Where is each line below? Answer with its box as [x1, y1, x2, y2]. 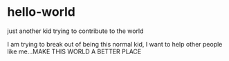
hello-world [7, 4, 76, 20]
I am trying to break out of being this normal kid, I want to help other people [7, 40, 223, 48]
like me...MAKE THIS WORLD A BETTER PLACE [7, 47, 142, 56]
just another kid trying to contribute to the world [7, 27, 144, 35]
